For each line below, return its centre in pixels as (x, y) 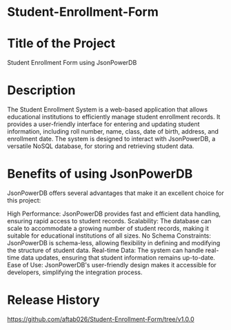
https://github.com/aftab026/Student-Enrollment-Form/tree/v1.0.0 (101, 319)
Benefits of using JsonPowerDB (100, 174)
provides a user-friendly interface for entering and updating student (103, 124)
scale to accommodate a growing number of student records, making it (108, 228)
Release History (53, 300)
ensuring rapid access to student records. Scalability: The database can (109, 221)
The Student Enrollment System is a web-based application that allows (108, 110)
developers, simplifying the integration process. (75, 272)
